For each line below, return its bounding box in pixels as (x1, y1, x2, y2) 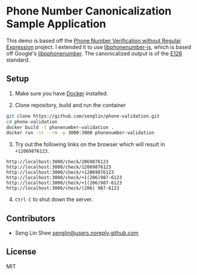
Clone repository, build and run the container (14, 101, 126, 109)
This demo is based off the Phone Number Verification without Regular (6, 37, 181, 44)
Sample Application (6, 17, 106, 31)
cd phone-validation (6, 119, 58, 125)
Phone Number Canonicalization (6, 4, 172, 18)
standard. (6, 56, 30, 63)
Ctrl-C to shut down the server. (14, 196, 93, 203)
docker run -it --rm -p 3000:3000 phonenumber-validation (6, 130, 154, 136)
